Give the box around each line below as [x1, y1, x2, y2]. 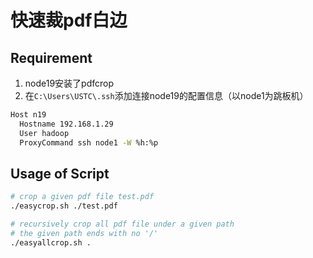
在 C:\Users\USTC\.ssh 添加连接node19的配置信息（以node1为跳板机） [24, 90, 309, 101]
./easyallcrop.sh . [10, 237, 92, 248]
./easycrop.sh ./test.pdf [10, 201, 118, 211]
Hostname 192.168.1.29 [19, 119, 114, 129]
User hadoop [19, 128, 70, 138]
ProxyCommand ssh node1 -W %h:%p [19, 137, 159, 148]
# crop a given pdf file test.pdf [10, 192, 155, 202]
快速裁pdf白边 [10, 9, 128, 32]
